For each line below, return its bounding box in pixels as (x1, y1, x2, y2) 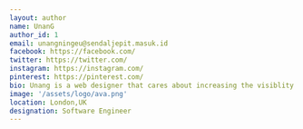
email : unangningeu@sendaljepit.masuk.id (9, 38, 169, 48)
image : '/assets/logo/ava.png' (9, 89, 128, 98)
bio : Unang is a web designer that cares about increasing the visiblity (9, 81, 295, 90)
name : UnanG (9, 22, 54, 31)
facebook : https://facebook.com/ (9, 47, 136, 56)
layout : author (9, 13, 67, 23)
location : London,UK (9, 97, 88, 107)
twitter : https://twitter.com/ (9, 55, 128, 64)
